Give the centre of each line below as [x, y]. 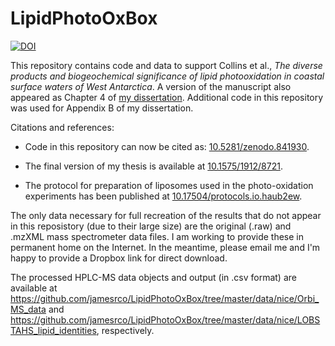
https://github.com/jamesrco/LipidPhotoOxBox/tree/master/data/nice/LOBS [165, 319]
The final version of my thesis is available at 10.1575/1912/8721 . [153, 166]
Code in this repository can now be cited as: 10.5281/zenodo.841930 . [167, 146]
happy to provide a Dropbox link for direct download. [119, 258]
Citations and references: [62, 127]
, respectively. [125, 330]
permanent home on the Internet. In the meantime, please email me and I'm [165, 247]
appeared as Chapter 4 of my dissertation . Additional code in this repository [167, 97]
